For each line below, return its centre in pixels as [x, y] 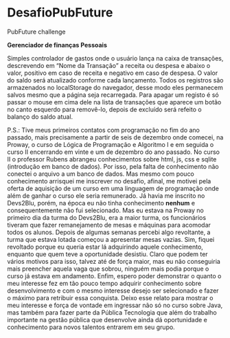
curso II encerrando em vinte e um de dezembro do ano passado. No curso [113, 152]
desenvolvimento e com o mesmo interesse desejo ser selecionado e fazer [113, 291]
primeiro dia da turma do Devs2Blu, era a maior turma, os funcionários [107, 217]
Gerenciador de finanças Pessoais [57, 45]
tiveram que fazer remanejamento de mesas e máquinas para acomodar [109, 225]
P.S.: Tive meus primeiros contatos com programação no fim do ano [104, 130]
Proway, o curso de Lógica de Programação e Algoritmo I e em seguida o [111, 144]
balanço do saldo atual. [40, 116]
